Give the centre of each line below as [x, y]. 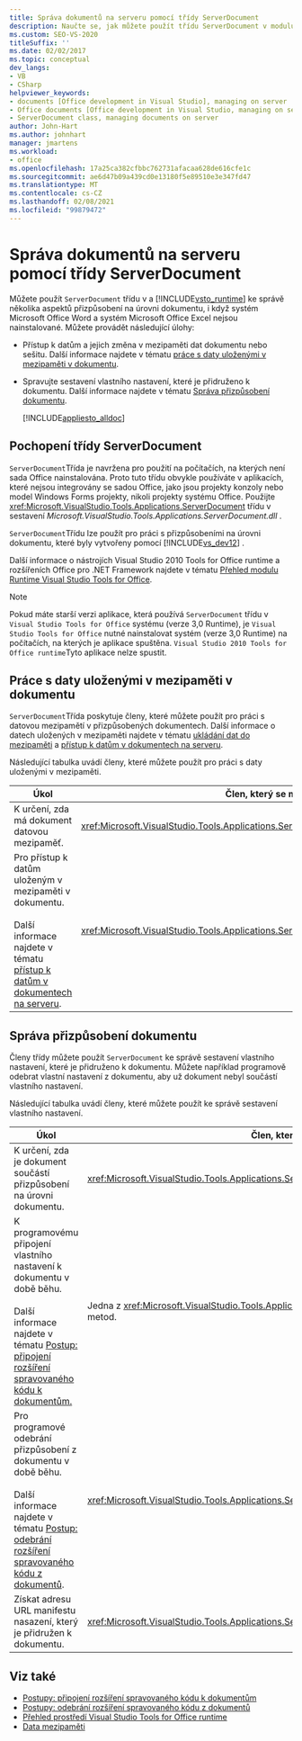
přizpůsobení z [45, 1449]
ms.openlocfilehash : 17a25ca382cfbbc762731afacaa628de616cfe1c [130, 168]
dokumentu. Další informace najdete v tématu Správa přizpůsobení [146, 390]
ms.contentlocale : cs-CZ [56, 193]
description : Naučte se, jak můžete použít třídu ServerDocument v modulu [152, 26]
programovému [46, 1233]
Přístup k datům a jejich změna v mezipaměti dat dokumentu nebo [145, 345]
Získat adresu [43, 1600]
